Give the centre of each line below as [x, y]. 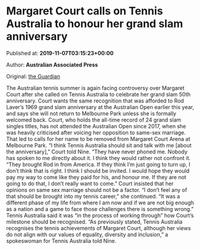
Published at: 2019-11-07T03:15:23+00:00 [60, 53]
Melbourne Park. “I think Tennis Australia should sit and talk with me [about [99, 145]
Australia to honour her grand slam [95, 24]
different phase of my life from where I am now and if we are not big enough [100, 203]
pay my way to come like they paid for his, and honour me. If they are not [96, 177]
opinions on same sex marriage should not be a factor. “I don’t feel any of [97, 189]
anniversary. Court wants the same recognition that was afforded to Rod [95, 101]
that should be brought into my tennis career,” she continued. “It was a [93, 196]
